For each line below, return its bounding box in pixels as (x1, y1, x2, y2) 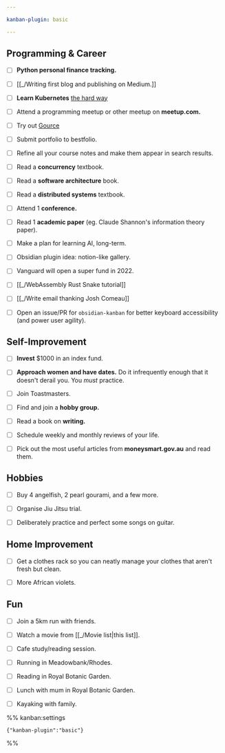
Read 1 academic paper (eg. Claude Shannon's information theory (16, 218, 205, 226)
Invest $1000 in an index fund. (16, 354, 104, 363)
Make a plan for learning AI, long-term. (16, 239, 127, 248)
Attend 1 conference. (16, 204, 77, 212)
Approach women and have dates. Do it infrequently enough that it (16, 368, 208, 376)
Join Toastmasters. (16, 389, 71, 397)
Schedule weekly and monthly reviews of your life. (16, 430, 160, 439)
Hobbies (6, 472, 44, 484)
